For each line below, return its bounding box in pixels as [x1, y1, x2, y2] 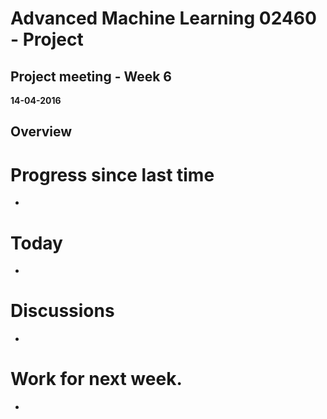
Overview [10, 123, 73, 141]
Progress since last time [10, 163, 215, 186]
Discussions [10, 300, 115, 322]
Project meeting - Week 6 [10, 68, 172, 85]
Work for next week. [10, 368, 183, 391]
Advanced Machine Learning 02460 [10, 7, 317, 30]
